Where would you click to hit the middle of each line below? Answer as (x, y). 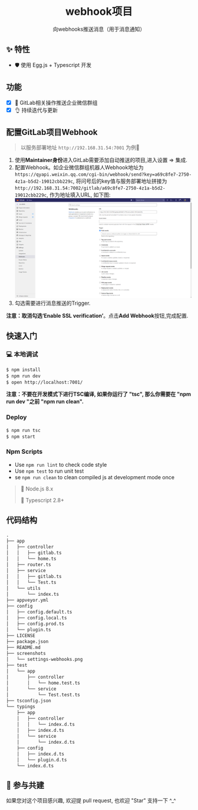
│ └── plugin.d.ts (42, 760)
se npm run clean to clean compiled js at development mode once (95, 477)
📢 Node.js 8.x (37, 489)
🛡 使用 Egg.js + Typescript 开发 (53, 64)
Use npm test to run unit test (49, 471)
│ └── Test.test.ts (43, 695)
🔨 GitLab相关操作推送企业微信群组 (56, 102)
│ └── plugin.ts (29, 630)
